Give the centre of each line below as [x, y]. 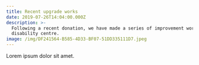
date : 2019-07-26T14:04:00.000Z [46, 17]
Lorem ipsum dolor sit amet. [40, 56]
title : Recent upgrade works [42, 12]
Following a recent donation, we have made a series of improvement [98, 28]
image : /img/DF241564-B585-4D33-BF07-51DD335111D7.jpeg [76, 39]
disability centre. [36, 34]
